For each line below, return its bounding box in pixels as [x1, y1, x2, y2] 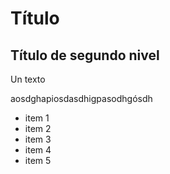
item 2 [24, 123, 52, 134]
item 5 [24, 155, 52, 166]
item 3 [24, 133, 52, 145]
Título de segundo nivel [10, 47, 160, 64]
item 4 [24, 144, 52, 156]
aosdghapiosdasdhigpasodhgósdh [10, 93, 153, 104]
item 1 [24, 112, 50, 124]
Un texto [10, 73, 46, 85]
